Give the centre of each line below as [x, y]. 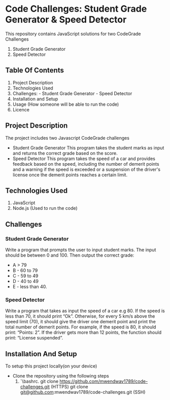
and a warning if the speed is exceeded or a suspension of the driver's [87, 169]
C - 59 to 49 [25, 276]
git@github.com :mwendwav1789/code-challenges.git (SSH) [83, 392]
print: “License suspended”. [34, 338]
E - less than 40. [30, 287]
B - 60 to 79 [25, 270]
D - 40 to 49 [26, 281]
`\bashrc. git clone [39, 381]
